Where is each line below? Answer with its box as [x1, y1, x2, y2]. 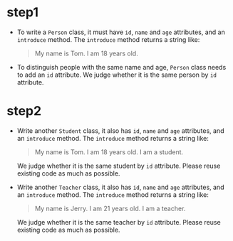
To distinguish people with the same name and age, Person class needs [16, 63, 227, 71]
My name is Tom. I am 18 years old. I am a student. [34, 147, 184, 156]
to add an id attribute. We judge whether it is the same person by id [16, 70, 217, 79]
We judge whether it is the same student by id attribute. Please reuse [16, 161, 221, 170]
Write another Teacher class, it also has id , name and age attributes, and [16, 183, 224, 191]
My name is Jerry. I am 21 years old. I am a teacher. [34, 204, 186, 213]
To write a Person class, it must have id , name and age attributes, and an [16, 28, 225, 36]
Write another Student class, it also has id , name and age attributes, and [16, 126, 224, 135]
